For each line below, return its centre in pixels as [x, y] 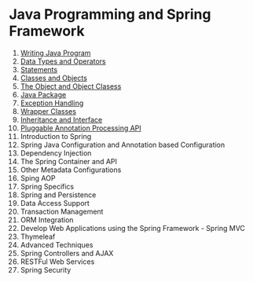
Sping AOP [38, 178]
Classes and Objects [53, 78]
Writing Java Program [55, 53]
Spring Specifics [47, 186]
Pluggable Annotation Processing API [81, 128]
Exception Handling [52, 103]
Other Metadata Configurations [71, 170]
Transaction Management [62, 211]
